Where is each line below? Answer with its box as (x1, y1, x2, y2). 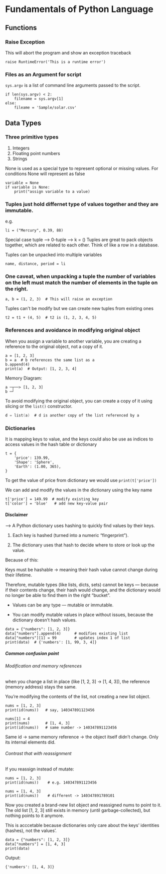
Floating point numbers (12, 150, 60, 156)
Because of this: (5, 557, 39, 563)
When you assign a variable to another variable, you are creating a (5, 338, 142, 344)
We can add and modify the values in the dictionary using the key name (5, 486, 153, 493)
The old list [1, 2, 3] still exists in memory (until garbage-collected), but (5, 807, 151, 813)
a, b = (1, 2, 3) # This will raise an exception (5, 296, 113, 302)
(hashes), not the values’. (5, 827, 57, 833)
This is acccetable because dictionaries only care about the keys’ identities (5, 822, 160, 828)
